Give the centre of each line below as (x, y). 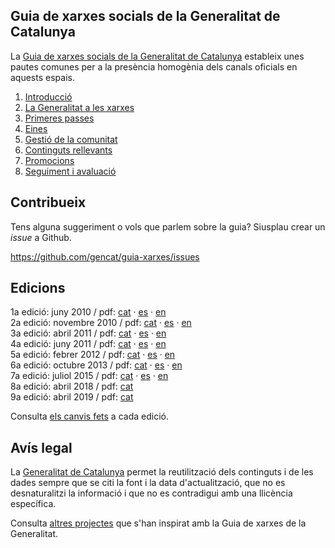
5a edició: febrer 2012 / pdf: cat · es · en (93, 355)
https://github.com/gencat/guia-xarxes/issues (105, 256)
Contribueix (48, 202)
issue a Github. (41, 237)
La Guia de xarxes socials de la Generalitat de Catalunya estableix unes (157, 56)
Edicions (38, 288)
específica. (33, 504)
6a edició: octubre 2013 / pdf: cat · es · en (96, 365)
